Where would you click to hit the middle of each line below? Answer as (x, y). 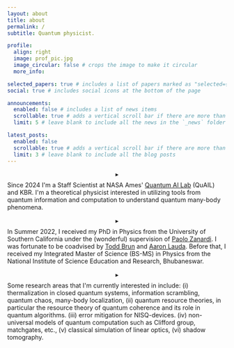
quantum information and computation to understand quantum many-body (114, 200)
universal (20, 323)
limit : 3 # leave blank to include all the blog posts (95, 155)
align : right (32, 52)
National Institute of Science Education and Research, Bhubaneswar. (106, 261)
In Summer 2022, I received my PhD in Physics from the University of (107, 232)
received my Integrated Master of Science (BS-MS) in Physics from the (109, 254)
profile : (20, 46)
